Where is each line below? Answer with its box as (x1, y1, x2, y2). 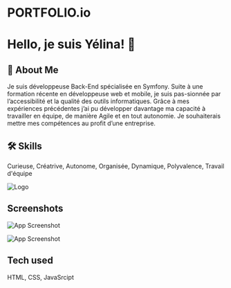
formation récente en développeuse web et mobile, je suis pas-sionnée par (7, 90, 221, 98)
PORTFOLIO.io (7, 5, 91, 21)
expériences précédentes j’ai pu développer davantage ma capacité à (7, 105, 206, 113)
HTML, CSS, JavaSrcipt (7, 273, 75, 281)
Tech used (7, 255, 53, 267)
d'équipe (7, 170, 33, 177)
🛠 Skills (7, 140, 43, 152)
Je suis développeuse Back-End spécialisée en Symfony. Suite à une (7, 82, 203, 91)
